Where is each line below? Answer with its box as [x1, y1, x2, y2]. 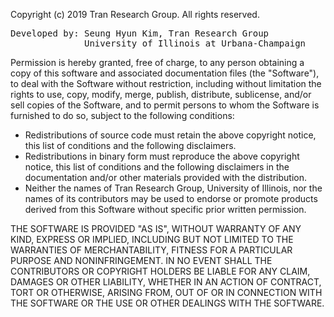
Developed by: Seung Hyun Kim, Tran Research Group [10, 28, 270, 39]
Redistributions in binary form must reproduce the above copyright [24, 150, 300, 162]
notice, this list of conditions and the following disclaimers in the [24, 161, 290, 173]
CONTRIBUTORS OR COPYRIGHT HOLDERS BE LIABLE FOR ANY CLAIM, [10, 265, 311, 277]
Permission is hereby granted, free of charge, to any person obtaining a [10, 57, 305, 68]
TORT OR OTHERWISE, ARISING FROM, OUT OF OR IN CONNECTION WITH [10, 287, 323, 298]
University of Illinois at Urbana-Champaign [84, 38, 307, 49]
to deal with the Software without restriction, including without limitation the [10, 78, 322, 89]
